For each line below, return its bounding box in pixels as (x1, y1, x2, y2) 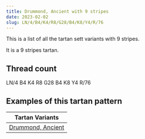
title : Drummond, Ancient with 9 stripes (6, 8, 109, 15)
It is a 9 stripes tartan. (6, 47, 59, 54)
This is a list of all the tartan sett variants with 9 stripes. (6, 36, 140, 43)
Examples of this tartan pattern (6, 96, 122, 106)
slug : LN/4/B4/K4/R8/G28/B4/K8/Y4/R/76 (6, 19, 104, 25)
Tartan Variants (14, 113, 59, 121)
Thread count (6, 64, 57, 74)
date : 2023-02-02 (6, 14, 49, 20)
